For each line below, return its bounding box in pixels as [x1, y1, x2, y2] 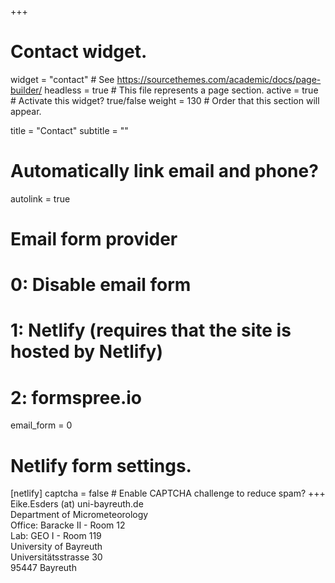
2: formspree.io [10, 386, 143, 409]
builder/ [10, 84, 43, 96]
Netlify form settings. [10, 454, 192, 477]
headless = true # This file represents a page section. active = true [44, 84, 319, 96]
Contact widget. [10, 41, 148, 63]
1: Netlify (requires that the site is [10, 319, 292, 342]
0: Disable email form [10, 274, 192, 296]
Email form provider [10, 228, 178, 251]
